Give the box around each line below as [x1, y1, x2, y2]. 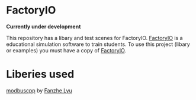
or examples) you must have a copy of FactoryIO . [6, 46, 126, 54]
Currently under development [6, 23, 81, 30]
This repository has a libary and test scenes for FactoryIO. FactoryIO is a [6, 34, 183, 41]
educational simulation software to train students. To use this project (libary [6, 41, 191, 48]
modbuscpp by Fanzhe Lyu [6, 86, 72, 94]
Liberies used [6, 68, 75, 81]
